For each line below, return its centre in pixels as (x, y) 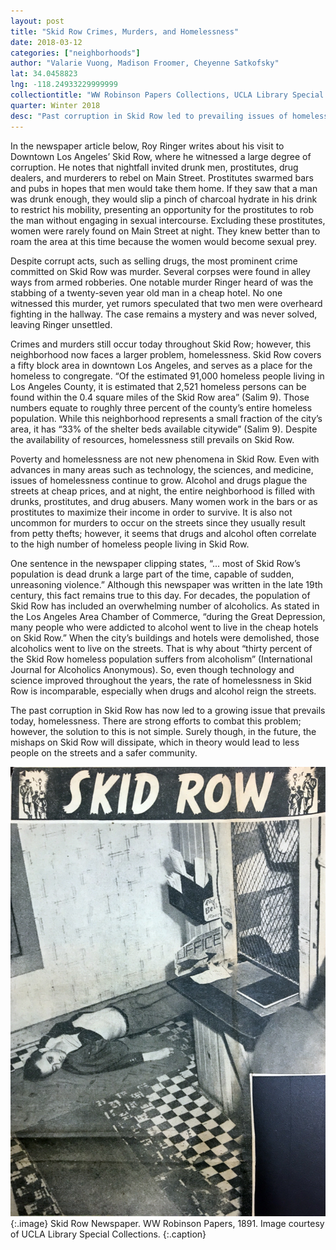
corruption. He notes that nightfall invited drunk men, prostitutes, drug (154, 167)
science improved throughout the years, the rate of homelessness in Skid (161, 680)
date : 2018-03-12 (46, 42)
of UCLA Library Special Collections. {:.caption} (108, 1234)
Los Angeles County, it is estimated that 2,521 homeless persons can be (158, 386)
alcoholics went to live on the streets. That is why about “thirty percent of (161, 648)
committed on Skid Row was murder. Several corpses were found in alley (160, 271)
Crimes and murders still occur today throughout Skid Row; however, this (161, 344)
